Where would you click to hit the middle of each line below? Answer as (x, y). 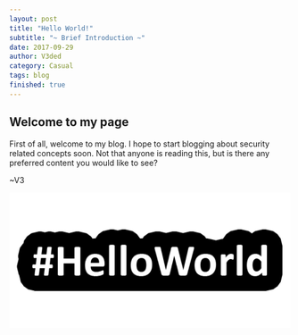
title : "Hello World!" (51, 28)
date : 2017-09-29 (41, 47)
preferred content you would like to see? (83, 163)
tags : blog (29, 76)
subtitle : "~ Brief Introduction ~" (77, 38)
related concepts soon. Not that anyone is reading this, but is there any (140, 153)
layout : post (33, 19)
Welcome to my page (69, 122)
